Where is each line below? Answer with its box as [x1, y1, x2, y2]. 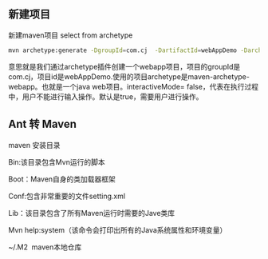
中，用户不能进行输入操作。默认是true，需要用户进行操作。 [8, 91, 203, 102]
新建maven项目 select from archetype [8, 30, 133, 40]
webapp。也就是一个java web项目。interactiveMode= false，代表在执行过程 [8, 82, 259, 91]
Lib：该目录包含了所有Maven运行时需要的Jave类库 [8, 208, 175, 217]
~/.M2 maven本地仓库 [8, 242, 82, 252]
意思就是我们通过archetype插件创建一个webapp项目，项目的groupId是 [8, 62, 241, 71]
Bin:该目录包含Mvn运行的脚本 [8, 157, 105, 166]
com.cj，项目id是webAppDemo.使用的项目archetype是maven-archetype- [8, 71, 250, 82]
